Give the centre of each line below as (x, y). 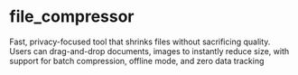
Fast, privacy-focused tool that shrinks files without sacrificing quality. (140, 42)
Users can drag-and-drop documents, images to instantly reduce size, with (149, 51)
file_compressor (72, 17)
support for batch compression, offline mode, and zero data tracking (137, 61)
